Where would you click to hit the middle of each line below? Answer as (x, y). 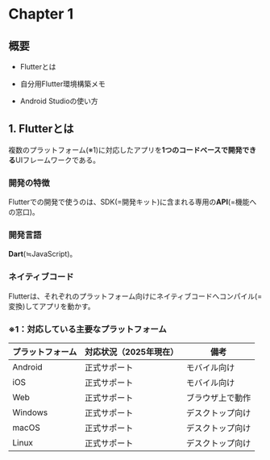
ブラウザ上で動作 (218, 398)
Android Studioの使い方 (59, 101)
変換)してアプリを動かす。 (52, 306)
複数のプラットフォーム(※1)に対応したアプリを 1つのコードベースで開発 (125, 149)
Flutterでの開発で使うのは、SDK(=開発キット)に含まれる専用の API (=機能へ (133, 202)
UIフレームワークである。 (58, 160)
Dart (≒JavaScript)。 (43, 254)
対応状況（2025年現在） (131, 352)
